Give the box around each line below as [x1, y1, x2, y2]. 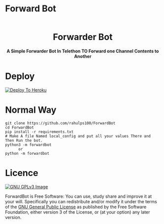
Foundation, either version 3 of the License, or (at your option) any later [5, 209, 150, 215]
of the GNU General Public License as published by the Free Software [5, 204, 147, 210]
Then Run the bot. [5, 138, 43, 143]
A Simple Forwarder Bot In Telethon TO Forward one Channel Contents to [6, 48, 159, 54]
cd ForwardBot [5, 125, 34, 130]
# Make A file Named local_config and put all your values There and [5, 134, 151, 138]
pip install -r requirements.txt [5, 129, 74, 134]
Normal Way [5, 104, 57, 115]
